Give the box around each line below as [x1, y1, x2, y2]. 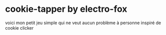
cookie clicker [5, 25, 34, 31]
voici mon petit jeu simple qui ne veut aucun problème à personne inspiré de [5, 20, 162, 26]
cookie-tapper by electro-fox [5, 3, 127, 15]
